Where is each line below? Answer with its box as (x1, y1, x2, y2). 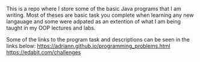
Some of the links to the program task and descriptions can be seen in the (6, 36, 190, 43)
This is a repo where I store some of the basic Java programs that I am (6, 5, 182, 12)
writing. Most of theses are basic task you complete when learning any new (6, 11, 194, 19)
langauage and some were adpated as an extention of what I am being (6, 18, 181, 25)
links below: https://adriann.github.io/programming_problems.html (6, 42, 170, 49)
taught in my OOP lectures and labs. (6, 24, 96, 31)
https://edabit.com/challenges (6, 49, 81, 56)
